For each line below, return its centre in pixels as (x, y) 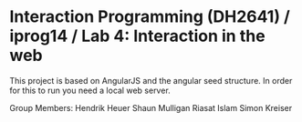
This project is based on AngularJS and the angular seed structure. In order (151, 80)
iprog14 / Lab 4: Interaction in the (138, 36)
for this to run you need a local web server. (90, 90)
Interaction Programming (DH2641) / (150, 17)
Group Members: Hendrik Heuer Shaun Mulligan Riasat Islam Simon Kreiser (151, 107)
